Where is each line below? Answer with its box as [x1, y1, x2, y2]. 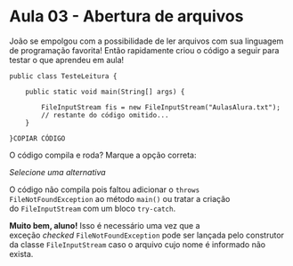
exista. [9, 248, 34, 259]
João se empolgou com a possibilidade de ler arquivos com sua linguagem [9, 36, 284, 46]
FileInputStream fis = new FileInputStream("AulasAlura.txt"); [41, 102, 281, 112]
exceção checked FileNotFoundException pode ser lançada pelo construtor [9, 230, 285, 240]
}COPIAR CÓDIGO [9, 133, 66, 143]
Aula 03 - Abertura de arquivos [9, 6, 244, 27]
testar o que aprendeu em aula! [9, 54, 125, 65]
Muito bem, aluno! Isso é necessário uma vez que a [9, 220, 200, 230]
